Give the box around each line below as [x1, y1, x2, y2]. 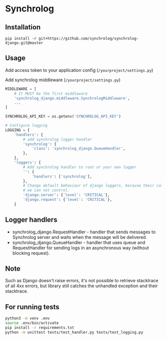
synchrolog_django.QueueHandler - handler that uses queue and [12, 239, 146, 245]
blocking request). [12, 250, 50, 256]
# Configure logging [5, 123, 48, 128]
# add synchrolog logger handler [23, 137, 92, 142]
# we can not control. [23, 188, 70, 193]
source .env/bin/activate [5, 321, 59, 326]
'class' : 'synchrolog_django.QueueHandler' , [31, 146, 126, 151]
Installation [5, 23, 41, 31]
